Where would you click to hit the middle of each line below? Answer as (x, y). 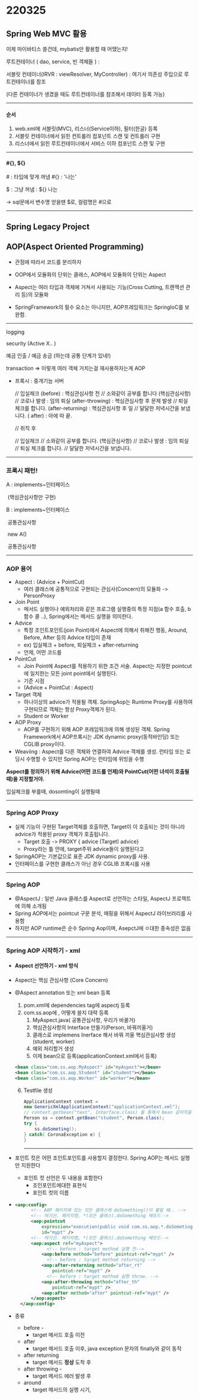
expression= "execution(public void (85, 1227)
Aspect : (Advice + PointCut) (49, 582)
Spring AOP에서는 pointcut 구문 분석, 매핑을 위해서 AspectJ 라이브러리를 (100, 913)
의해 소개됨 (34, 906)
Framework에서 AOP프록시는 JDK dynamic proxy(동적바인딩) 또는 (102, 737)
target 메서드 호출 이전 (59, 1335)
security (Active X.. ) (31, 343)
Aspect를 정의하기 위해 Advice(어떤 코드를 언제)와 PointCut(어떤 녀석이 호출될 (98, 771)
